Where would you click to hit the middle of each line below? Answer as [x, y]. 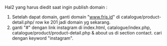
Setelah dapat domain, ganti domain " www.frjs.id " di [66, 17]
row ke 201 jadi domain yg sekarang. [73, 22]
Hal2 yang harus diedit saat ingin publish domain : [56, 7]
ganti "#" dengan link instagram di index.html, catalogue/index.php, [81, 27]
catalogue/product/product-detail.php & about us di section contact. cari [87, 33]
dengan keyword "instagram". [42, 38]
